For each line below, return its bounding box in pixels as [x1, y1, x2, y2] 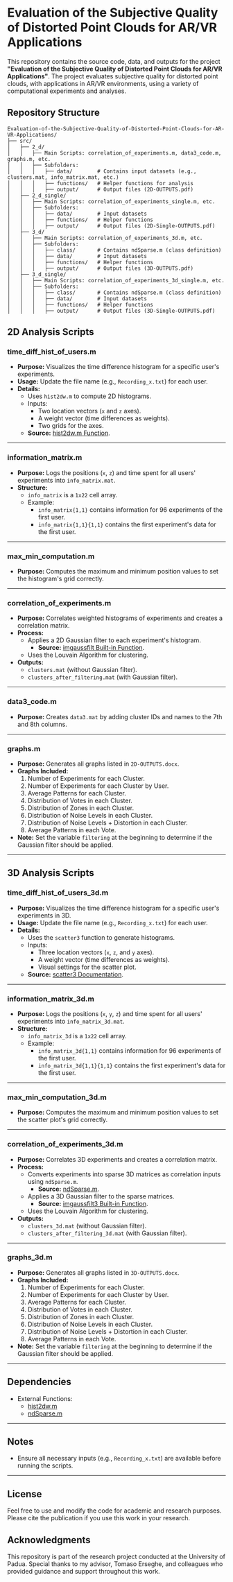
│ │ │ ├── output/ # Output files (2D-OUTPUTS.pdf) [7, 186, 194, 193]
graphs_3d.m [7, 1253, 53, 1262]
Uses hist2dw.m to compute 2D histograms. [27, 392, 151, 400]
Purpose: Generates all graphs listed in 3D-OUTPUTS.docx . [17, 1268, 180, 1277]
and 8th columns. [17, 720, 67, 728]
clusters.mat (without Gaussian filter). [27, 666, 137, 674]
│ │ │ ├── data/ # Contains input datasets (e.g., [7, 168, 197, 175]
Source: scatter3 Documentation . [27, 970, 123, 979]
